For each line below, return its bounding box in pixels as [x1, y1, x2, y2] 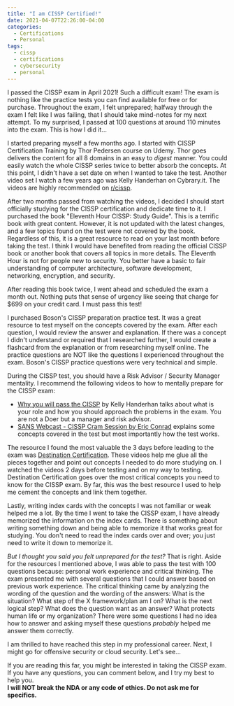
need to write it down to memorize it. [7, 538, 113, 546]
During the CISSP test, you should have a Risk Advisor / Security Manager [7, 372, 220, 380]
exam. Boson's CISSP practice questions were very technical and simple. [7, 358, 218, 366]
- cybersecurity [13, 62, 61, 69]
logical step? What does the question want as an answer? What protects [7, 604, 215, 612]
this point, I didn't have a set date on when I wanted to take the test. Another [7, 169, 227, 177]
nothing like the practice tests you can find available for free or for [7, 95, 198, 104]
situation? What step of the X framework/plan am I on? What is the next [7, 596, 212, 605]
